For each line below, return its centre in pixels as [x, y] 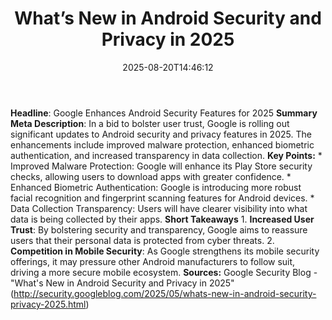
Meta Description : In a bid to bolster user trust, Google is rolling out [150, 123]
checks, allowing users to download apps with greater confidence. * [151, 176]
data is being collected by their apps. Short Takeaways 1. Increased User [162, 219]
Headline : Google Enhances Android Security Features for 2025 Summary [164, 113]
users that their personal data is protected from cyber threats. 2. [142, 240]
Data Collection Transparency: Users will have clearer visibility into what [159, 208]
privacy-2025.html [48, 304]
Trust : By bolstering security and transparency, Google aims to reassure [159, 229]
